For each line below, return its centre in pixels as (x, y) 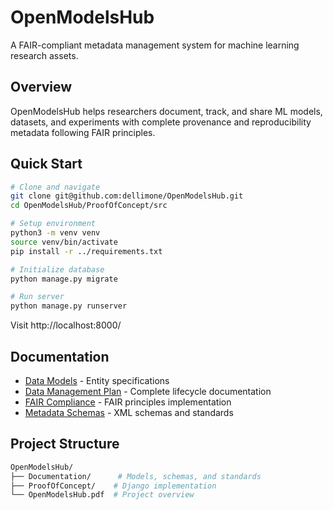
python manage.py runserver (69, 306)
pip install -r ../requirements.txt (86, 251)
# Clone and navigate (55, 187)
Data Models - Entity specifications (97, 380)
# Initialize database (57, 269)
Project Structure (65, 444)
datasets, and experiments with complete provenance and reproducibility (161, 122)
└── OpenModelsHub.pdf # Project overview (102, 495)
